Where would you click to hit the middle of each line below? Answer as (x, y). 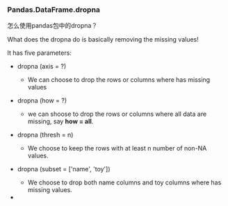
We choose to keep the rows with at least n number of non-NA (117, 148)
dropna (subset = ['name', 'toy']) (64, 169)
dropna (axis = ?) (42, 67)
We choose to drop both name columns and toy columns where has (124, 182)
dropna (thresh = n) (45, 135)
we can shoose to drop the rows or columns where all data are (117, 114)
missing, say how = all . (60, 121)
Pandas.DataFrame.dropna (54, 10)
